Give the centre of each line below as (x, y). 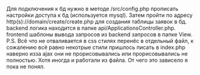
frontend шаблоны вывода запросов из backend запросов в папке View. (99, 34)
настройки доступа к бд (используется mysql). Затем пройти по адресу (99, 15)
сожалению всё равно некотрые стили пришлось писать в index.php (96, 47)
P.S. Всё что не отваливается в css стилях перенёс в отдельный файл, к (100, 41)
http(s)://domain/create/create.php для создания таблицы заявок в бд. (97, 21)
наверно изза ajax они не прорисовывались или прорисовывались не (97, 54)
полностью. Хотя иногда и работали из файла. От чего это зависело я (97, 60)
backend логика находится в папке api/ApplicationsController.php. (91, 28)
